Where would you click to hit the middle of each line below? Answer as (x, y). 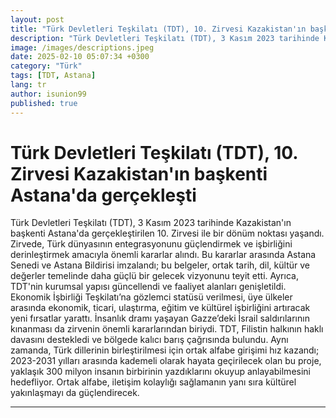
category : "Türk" (46, 66)
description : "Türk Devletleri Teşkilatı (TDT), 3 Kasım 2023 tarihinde (165, 38)
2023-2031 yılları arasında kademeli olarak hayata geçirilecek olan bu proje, (166, 361)
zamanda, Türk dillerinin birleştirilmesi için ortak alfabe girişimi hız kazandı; (165, 350)
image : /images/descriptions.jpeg (82, 47)
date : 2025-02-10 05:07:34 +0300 (80, 57)
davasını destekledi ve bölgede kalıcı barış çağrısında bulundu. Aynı (149, 340)
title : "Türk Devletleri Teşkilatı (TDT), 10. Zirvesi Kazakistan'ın (158, 29)
